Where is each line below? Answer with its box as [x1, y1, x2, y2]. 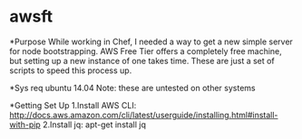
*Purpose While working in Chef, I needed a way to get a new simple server [9, 36, 293, 47]
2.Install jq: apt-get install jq [42, 119, 147, 130]
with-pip [9, 119, 41, 130]
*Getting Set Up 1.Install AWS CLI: [9, 99, 137, 110]
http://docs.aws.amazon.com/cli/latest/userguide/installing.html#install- [9, 109, 278, 120]
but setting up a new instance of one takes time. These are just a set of [9, 55, 275, 66]
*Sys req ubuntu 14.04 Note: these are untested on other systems [9, 82, 256, 93]
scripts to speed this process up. [9, 65, 132, 76]
